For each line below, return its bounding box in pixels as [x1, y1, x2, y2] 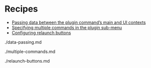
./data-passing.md [4, 39, 42, 45]
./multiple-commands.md [4, 49, 56, 54]
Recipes [4, 3, 38, 15]
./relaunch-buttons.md [4, 58, 50, 64]
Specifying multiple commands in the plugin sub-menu [11, 24, 122, 30]
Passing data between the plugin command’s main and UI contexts [11, 19, 146, 25]
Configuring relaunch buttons [11, 30, 71, 35]
